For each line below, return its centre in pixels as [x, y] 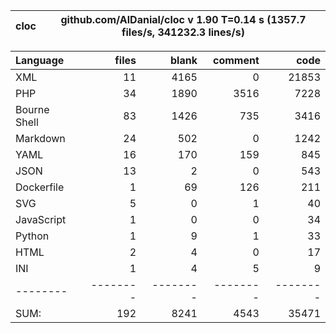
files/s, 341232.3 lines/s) [183, 32]
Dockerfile [40, 187]
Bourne [32, 109]
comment [236, 60]
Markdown [40, 138]
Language [40, 60]
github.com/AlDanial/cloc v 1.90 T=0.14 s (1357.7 [183, 19]
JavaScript [41, 219]
